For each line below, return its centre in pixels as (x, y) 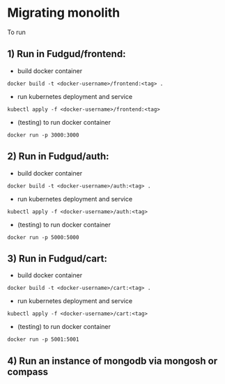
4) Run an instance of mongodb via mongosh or (113, 361)
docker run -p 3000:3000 (43, 135)
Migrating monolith (64, 13)
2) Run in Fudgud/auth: (58, 156)
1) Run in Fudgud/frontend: (67, 54)
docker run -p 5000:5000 (43, 237)
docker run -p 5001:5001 (43, 339)
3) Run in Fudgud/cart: (57, 258)
